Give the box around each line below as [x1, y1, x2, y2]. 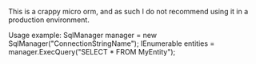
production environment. [8, 15, 90, 24]
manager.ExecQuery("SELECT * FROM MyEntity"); [8, 47, 176, 56]
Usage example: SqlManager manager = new [8, 31, 158, 40]
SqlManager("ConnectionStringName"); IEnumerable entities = [8, 39, 215, 48]
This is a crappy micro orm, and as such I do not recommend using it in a [8, 7, 249, 16]
